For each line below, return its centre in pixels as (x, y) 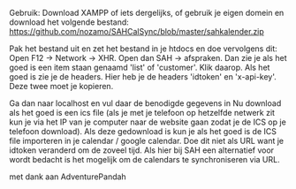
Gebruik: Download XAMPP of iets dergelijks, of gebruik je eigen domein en (147, 13)
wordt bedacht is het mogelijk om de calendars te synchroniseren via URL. (144, 159)
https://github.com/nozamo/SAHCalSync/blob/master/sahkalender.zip (137, 31)
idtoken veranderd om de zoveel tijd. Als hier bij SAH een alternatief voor (142, 150)
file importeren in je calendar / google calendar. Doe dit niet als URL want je (147, 141)
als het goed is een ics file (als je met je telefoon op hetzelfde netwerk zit (142, 113)
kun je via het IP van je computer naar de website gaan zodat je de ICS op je (148, 122)
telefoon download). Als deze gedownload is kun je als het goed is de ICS (143, 131)
